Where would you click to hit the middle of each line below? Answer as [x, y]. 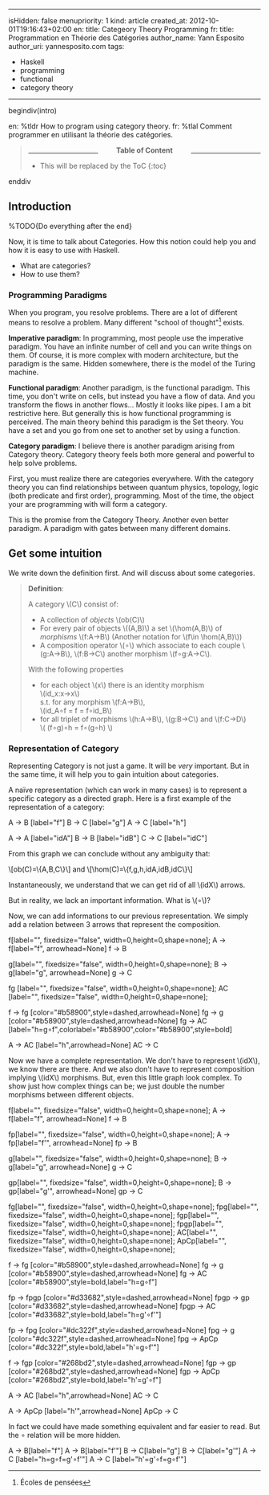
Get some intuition [55, 554]
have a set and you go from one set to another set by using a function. [124, 430]
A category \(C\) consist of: [73, 604]
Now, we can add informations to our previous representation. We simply [128, 916]
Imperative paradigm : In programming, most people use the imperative [126, 337]
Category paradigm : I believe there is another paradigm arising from [121, 446]
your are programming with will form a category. [88, 504]
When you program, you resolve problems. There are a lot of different [123, 312]
